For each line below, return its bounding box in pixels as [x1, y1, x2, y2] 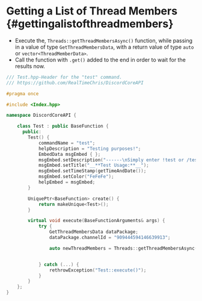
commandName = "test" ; [38, 140, 96, 146]
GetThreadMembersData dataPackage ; [49, 229, 138, 235]
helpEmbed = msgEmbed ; [38, 179, 96, 185]
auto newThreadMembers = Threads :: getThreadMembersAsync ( [49, 245, 198, 251]
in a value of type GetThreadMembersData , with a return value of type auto [14, 43, 194, 51]
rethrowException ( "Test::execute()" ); [49, 267, 147, 273]
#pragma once [6, 90, 39, 97]
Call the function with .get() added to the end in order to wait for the [14, 56, 186, 63]
